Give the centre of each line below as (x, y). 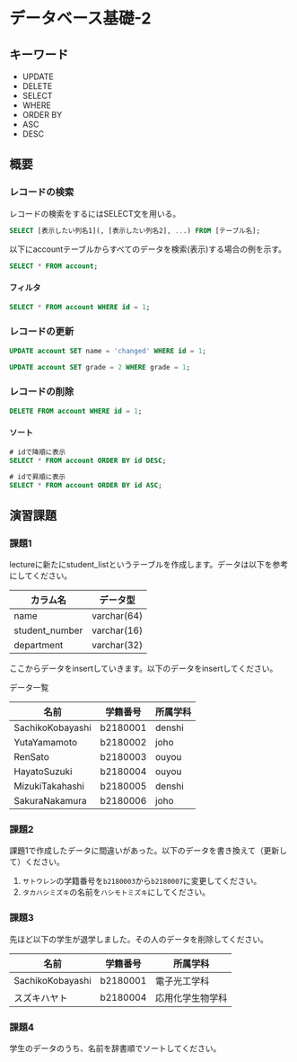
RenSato (31, 757)
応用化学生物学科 (192, 997)
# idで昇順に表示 (37, 477)
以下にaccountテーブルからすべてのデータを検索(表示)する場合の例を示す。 (148, 249)
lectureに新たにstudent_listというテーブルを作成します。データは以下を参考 (149, 565)
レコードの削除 (42, 392)
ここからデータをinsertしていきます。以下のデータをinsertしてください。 (144, 669)
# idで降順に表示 (37, 452)
